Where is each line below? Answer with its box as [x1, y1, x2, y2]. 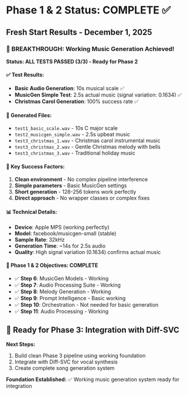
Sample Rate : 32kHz [14, 236, 65, 243]
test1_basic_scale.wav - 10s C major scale [14, 125, 118, 132]
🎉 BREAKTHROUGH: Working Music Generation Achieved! [6, 44, 175, 53]
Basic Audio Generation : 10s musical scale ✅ [14, 85, 125, 92]
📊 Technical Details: [6, 208, 57, 215]
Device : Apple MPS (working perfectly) [14, 224, 110, 231]
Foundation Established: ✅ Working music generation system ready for [6, 376, 180, 383]
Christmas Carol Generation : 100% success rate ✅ [14, 98, 139, 105]
